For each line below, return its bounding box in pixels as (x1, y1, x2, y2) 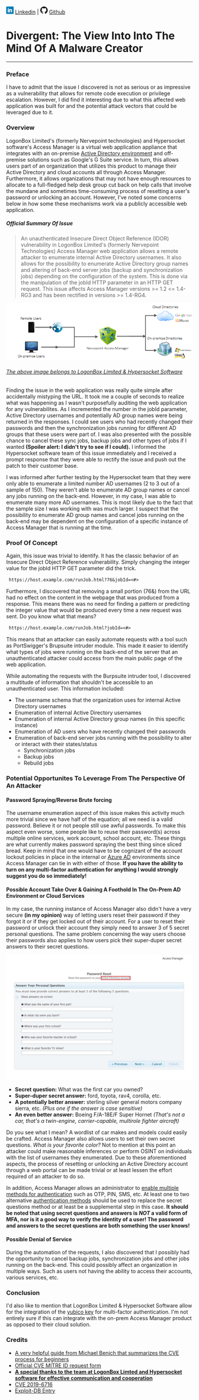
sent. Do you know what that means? (6, 613, 97, 620)
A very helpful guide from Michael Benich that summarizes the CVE (14, 1349, 179, 1356)
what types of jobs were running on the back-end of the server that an (6, 648, 178, 655)
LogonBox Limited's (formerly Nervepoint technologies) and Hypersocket (6, 137, 185, 144)
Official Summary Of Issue (6, 220, 73, 227)
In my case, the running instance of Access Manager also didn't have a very (6, 905, 192, 913)
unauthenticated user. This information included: (6, 685, 124, 692)
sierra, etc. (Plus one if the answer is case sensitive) (14, 1104, 143, 1112)
